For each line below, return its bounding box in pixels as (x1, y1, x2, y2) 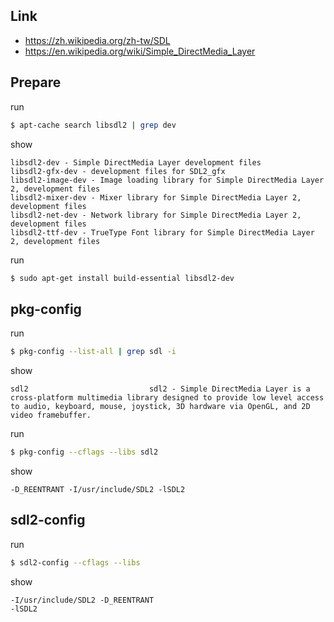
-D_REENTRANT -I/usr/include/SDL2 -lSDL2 (10, 484, 186, 494)
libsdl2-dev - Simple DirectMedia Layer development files (10, 157, 262, 168)
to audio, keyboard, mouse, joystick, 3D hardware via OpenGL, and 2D (10, 402, 311, 412)
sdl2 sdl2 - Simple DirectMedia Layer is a (10, 384, 311, 394)
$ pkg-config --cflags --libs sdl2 (10, 447, 159, 458)
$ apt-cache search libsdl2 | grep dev (10, 120, 177, 130)
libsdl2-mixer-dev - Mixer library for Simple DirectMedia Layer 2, (10, 192, 302, 203)
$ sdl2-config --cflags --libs (10, 557, 141, 568)
